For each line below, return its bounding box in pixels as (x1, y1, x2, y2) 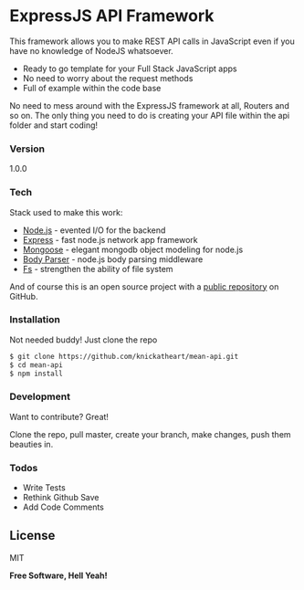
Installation (9, 313, 61, 326)
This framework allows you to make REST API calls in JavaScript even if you (9, 36, 295, 47)
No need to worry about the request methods (22, 72, 194, 83)
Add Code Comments (22, 501, 105, 512)
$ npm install (9, 369, 64, 378)
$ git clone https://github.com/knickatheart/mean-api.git (9, 352, 239, 361)
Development (9, 390, 71, 403)
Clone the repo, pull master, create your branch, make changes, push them (9, 428, 291, 439)
